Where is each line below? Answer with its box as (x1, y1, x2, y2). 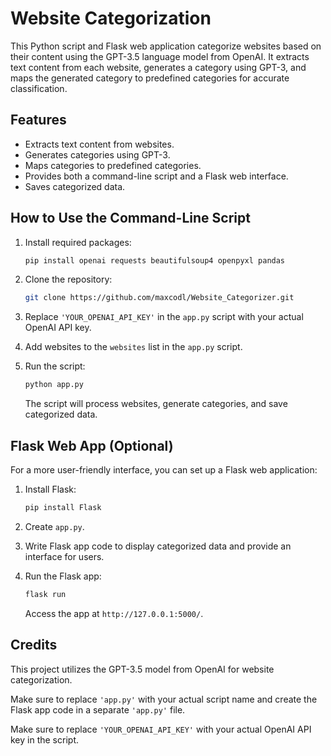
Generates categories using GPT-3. (24, 148, 171, 161)
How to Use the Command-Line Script (10, 210, 251, 227)
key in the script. (10, 733, 79, 746)
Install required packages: (24, 236, 132, 248)
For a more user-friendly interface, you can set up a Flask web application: (10, 464, 318, 476)
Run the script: (24, 360, 86, 372)
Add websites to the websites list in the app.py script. (24, 341, 243, 353)
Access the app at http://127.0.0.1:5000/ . (24, 607, 204, 619)
